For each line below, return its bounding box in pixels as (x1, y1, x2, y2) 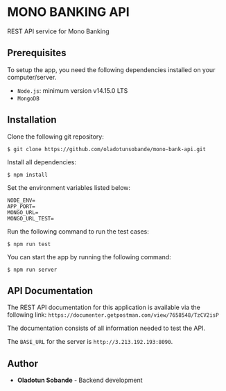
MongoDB (17, 95, 40, 102)
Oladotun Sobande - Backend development (17, 376, 144, 385)
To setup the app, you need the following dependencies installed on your (7, 65, 216, 73)
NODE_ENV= (7, 197, 36, 204)
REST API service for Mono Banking (7, 27, 110, 35)
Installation (7, 114, 57, 125)
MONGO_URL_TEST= (7, 215, 54, 222)
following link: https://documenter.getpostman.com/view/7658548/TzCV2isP (7, 311, 220, 319)
